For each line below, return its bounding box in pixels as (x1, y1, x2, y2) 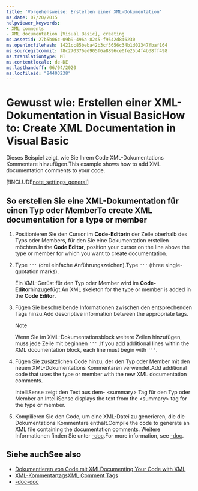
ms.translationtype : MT (6, 53, 66, 59)
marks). (40, 268, 59, 275)
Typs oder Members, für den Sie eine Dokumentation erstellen (14, 237, 169, 244)
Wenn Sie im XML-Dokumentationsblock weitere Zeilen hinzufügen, (14, 334, 182, 340)
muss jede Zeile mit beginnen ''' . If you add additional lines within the (14, 340, 190, 347)
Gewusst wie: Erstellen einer (6, 96, 152, 110)
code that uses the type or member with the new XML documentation (14, 370, 187, 378)
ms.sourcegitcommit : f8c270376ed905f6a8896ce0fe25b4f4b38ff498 (6, 48, 168, 54)
